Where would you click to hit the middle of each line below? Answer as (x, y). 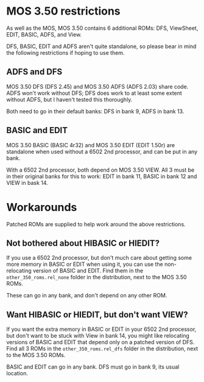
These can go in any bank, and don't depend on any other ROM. (87, 296)
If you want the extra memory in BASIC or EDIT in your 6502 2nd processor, (101, 329)
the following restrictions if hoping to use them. (65, 52)
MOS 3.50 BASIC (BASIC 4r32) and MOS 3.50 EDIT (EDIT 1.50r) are (91, 145)
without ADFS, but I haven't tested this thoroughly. (69, 99)
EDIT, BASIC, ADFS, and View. (44, 34)
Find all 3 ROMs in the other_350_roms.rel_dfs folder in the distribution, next (102, 349)
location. (17, 373)
